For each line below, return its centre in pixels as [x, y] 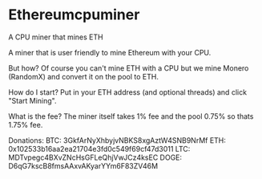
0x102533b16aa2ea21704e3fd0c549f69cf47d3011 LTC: [99, 148]
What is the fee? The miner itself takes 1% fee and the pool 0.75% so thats [131, 116]
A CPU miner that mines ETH [56, 37]
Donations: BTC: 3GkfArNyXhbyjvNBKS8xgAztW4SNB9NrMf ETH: [117, 140]
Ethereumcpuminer [74, 15]
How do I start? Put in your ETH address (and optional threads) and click [127, 92]
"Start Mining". [32, 100]
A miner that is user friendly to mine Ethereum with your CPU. [110, 52]
